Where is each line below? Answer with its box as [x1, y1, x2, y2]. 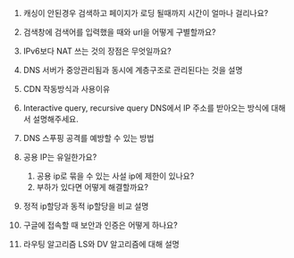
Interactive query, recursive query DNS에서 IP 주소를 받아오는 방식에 [22, 103, 270, 113]
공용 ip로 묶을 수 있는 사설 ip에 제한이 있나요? [36, 171, 195, 181]
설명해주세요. [32, 114, 79, 124]
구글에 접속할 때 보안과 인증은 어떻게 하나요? [22, 220, 178, 230]
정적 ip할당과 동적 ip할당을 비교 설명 [22, 201, 149, 212]
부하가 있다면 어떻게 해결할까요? [36, 182, 148, 192]
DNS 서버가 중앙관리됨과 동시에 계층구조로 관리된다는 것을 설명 [22, 65, 243, 75]
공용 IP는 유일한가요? [22, 152, 97, 162]
